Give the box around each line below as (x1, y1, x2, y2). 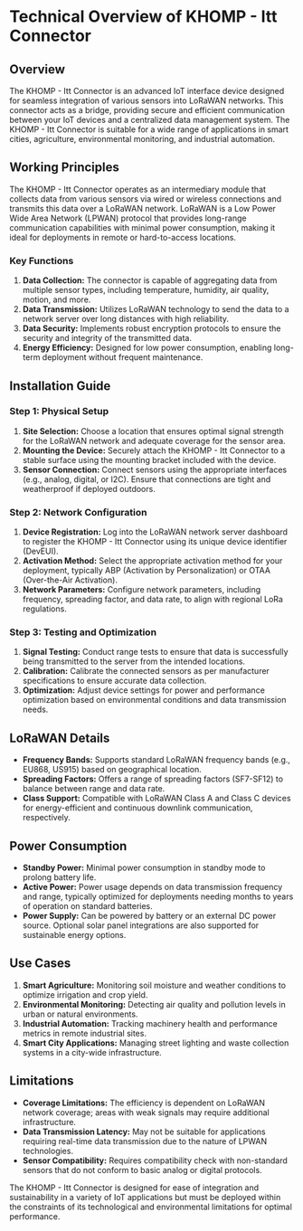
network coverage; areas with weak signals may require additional (22, 1106, 270, 1118)
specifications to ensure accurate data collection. (22, 676, 207, 687)
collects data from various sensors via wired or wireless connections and (9, 193, 282, 204)
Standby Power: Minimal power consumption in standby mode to (22, 862, 266, 874)
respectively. (22, 812, 71, 823)
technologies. (22, 1145, 74, 1156)
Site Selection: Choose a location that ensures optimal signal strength (22, 425, 285, 436)
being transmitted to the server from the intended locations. (22, 656, 246, 667)
